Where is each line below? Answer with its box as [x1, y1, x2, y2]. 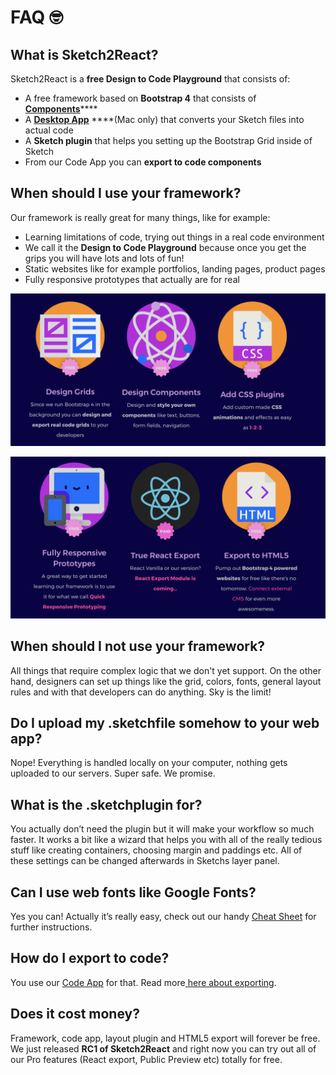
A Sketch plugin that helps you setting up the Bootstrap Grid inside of [24, 135, 313, 146]
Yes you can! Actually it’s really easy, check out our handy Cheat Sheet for [10, 911, 317, 923]
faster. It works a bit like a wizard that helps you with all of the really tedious [10, 834, 323, 846]
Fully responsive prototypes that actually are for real [24, 273, 240, 285]
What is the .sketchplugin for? [10, 796, 203, 813]
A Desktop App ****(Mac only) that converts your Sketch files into [24, 114, 305, 125]
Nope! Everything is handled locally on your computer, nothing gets [10, 757, 288, 769]
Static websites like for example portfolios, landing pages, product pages [24, 262, 326, 275]
